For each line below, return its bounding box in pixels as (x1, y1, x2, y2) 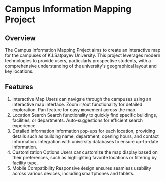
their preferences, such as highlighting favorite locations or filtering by (12, 154, 157, 160)
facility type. (12, 160, 38, 166)
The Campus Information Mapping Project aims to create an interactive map (5, 47, 161, 53)
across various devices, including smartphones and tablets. (12, 170, 135, 176)
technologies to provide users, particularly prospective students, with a (5, 58, 151, 63)
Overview (5, 34, 36, 42)
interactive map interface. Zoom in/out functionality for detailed (12, 101, 143, 107)
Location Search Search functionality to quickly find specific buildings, (12, 112, 158, 118)
